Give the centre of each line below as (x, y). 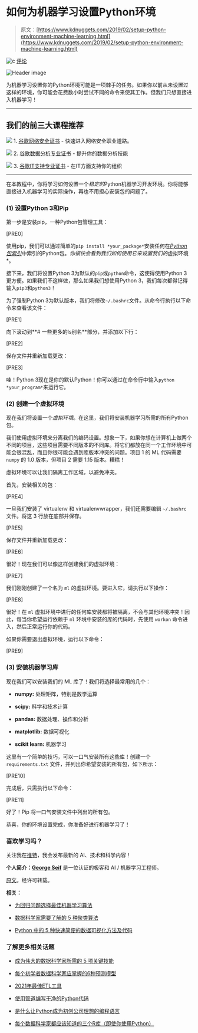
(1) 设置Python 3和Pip (37, 208)
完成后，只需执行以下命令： (40, 788)
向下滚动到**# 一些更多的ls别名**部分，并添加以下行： (72, 332)
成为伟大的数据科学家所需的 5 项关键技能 (64, 961)
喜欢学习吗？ (24, 841)
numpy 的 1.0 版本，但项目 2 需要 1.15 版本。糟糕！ (66, 460)
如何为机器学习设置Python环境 (81, 12)
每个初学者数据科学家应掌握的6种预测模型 (65, 973)
